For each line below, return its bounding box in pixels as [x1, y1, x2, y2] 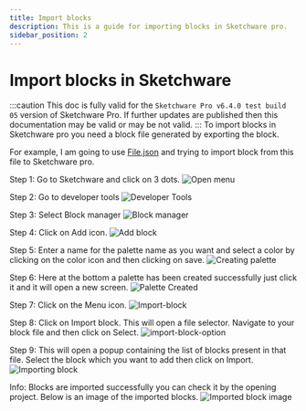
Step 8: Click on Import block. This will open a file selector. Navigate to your [9, 317, 295, 329]
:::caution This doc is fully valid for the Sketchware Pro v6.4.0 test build [9, 100, 287, 111]
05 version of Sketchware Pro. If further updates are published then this [9, 110, 279, 121]
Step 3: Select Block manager [9, 209, 121, 220]
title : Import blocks [9, 13, 92, 23]
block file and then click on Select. [9, 327, 140, 338]
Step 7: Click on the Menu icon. [9, 300, 128, 311]
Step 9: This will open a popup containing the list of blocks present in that [9, 344, 287, 356]
